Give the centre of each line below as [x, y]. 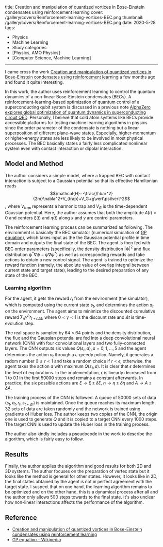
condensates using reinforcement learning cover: [54, 12]
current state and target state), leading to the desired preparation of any [77, 270]
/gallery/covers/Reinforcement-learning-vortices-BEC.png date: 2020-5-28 [81, 22]
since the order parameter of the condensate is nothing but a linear [72, 128]
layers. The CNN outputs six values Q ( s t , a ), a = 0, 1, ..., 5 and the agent [76, 349]
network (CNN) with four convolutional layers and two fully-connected [75, 343]
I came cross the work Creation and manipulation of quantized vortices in [78, 72]
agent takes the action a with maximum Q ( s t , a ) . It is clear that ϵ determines [80, 367]
